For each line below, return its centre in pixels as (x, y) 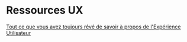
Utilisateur (19, 33)
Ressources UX (45, 10)
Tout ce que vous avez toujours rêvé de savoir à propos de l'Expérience (93, 27)
